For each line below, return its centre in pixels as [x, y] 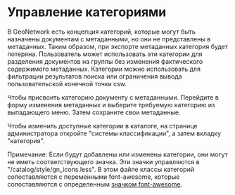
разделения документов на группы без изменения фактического [105, 61]
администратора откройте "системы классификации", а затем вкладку [114, 133]
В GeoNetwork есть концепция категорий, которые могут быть [101, 32]
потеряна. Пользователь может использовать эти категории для [105, 54]
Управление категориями [87, 12]
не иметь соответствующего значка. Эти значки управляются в [103, 161]
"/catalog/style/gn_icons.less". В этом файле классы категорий [101, 169]
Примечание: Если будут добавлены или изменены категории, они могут [118, 154]
